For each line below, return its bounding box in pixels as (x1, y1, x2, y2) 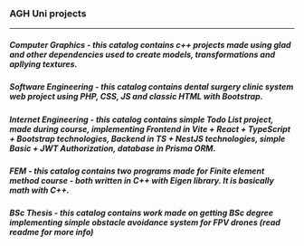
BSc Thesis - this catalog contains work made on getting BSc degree (9, 207, 274, 219)
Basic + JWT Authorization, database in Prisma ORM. (9, 143, 216, 154)
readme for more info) (9, 227, 94, 238)
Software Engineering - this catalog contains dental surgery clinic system (9, 81, 294, 92)
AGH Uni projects (9, 7, 87, 20)
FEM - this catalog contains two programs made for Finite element (9, 166, 265, 176)
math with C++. (9, 184, 70, 196)
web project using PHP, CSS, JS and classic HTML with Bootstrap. (9, 91, 264, 102)
